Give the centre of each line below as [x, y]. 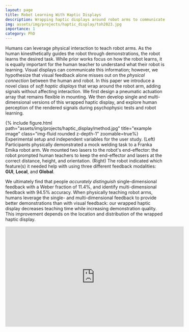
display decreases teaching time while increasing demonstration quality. [81, 209]
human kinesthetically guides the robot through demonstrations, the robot [83, 53]
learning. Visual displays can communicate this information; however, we [82, 70]
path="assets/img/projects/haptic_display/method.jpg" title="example [78, 128]
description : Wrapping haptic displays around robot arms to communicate [85, 19]
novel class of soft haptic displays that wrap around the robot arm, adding [83, 86]
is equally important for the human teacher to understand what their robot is [85, 64]
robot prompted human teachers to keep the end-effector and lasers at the [84, 155]
